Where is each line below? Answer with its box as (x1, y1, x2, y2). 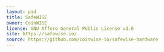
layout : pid (6, 8, 36, 15)
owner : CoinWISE (6, 20, 47, 26)
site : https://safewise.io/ (6, 31, 77, 37)
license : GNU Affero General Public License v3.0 (6, 25, 134, 32)
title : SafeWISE (6, 14, 47, 20)
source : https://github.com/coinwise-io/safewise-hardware (6, 36, 159, 42)
